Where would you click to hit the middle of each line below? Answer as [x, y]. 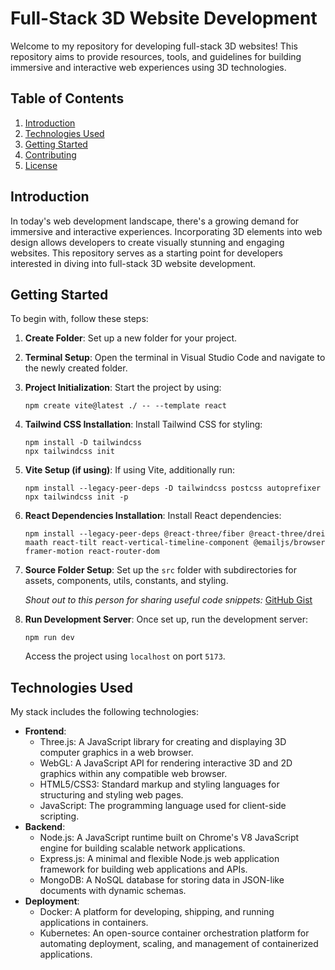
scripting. [59, 816]
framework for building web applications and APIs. [143, 869]
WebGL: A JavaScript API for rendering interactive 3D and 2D [166, 763]
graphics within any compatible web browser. [133, 774]
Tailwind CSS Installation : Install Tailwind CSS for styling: [143, 424]
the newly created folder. [76, 368]
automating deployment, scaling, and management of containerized [179, 944]
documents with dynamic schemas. [113, 891]
